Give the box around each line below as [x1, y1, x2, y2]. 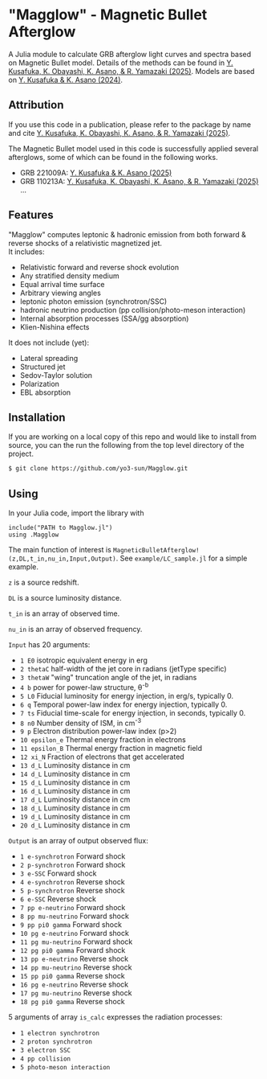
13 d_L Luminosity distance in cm [19, 761, 131, 770]
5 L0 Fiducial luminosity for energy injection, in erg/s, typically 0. [19, 691, 234, 700]
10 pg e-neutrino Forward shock [19, 929, 130, 938]
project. [8, 449, 34, 459]
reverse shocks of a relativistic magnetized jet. [8, 238, 163, 248]
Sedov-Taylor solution [19, 370, 93, 379]
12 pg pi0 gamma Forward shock [19, 946, 126, 955]
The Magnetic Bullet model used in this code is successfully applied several [8, 143, 259, 154]
